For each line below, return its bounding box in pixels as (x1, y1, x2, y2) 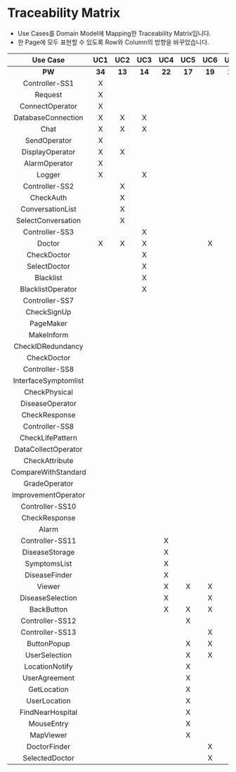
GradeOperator (23, 479, 74, 488)
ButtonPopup (27, 638, 70, 648)
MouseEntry (28, 719, 69, 728)
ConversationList (20, 204, 77, 214)
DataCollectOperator (14, 444, 83, 454)
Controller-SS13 (20, 627, 77, 637)
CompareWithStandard (11, 467, 86, 476)
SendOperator (25, 135, 72, 145)
